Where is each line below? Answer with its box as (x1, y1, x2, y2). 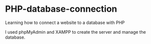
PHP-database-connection (5, 3, 118, 15)
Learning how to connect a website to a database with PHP (5, 20, 125, 25)
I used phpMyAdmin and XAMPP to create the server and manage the (5, 29, 146, 35)
